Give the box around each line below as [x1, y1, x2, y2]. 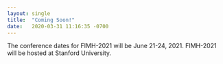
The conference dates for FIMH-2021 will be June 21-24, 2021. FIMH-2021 [7, 42, 218, 50]
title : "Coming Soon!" [7, 17, 75, 23]
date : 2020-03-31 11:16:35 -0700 [7, 23, 109, 30]
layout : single [7, 10, 51, 17]
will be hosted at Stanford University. [7, 49, 112, 57]
